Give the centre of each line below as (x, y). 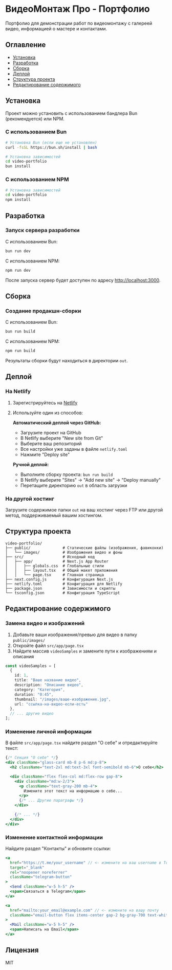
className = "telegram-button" (41, 877)
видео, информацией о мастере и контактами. (56, 28)
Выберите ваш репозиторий (51, 444)
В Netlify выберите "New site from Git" (62, 438)
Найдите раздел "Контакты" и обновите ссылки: (58, 848)
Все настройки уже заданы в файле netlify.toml (74, 449)
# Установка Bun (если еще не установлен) (51, 143)
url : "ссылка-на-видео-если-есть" (51, 704)
